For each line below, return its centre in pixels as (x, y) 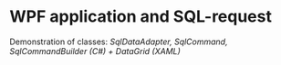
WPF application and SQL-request (140, 17)
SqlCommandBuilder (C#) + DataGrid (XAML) (95, 51)
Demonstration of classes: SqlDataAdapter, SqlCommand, (119, 42)
